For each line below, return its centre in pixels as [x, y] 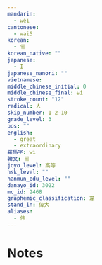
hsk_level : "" [28, 172]
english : [20, 132]
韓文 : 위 [18, 159]
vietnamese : [25, 80]
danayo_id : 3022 [31, 185]
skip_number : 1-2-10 [38, 113]
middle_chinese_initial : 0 [47, 86]
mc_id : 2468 [25, 192]
